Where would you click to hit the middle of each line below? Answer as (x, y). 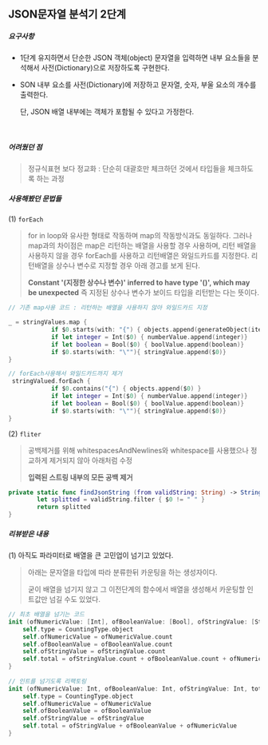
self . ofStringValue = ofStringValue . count (94, 651)
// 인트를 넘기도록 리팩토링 (47, 681)
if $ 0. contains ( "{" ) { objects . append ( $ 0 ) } (126, 389)
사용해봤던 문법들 (35, 198)
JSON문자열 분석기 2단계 (67, 14)
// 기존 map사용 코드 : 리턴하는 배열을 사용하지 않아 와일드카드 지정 (108, 308)
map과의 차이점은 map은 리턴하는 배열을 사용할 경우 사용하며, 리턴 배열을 (142, 245)
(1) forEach (26, 219)
